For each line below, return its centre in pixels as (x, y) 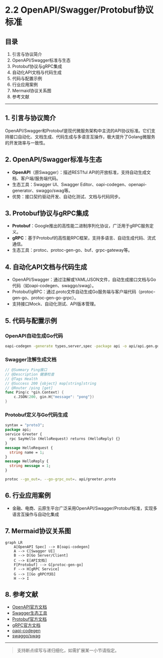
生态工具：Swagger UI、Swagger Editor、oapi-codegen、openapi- (79, 184)
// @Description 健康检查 (30, 374)
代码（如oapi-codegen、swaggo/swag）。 (54, 286)
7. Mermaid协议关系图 (38, 531)
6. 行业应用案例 (28, 495)
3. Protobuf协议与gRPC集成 (47, 214)
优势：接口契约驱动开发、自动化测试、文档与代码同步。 (67, 196)
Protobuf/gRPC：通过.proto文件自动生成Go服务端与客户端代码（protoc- (84, 292)
